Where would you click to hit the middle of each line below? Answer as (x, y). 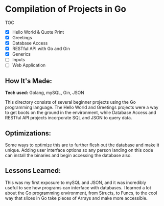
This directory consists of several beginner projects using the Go (70, 102)
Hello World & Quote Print (38, 32)
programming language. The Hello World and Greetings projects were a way (82, 107)
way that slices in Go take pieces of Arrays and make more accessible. (76, 198)
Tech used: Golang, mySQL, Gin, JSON (45, 93)
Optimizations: (28, 133)
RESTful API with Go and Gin (41, 49)
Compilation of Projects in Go (66, 9)
